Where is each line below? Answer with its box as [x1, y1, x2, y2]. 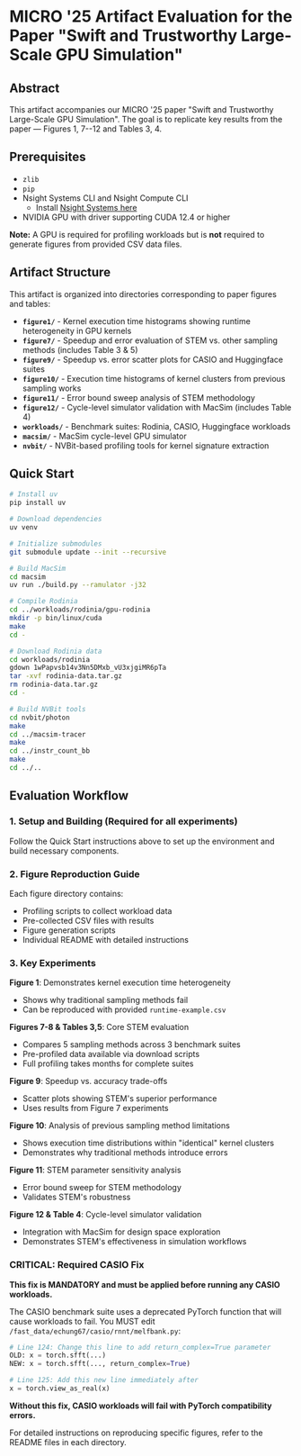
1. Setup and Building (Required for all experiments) [9, 815, 238, 827]
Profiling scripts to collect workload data [22, 905, 173, 916]
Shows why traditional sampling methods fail [22, 995, 189, 1006]
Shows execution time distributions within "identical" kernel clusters [22, 1137, 275, 1149]
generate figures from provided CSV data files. [9, 239, 182, 249]
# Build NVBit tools [9, 704, 87, 713]
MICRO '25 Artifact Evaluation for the [9, 6, 293, 27]
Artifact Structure [9, 265, 111, 280]
